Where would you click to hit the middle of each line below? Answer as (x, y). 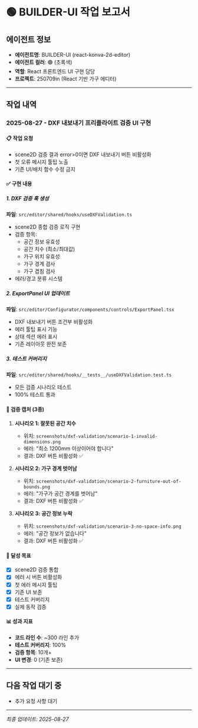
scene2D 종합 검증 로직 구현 (47, 227)
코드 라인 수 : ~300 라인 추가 (47, 638)
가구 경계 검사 (39, 264)
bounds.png (37, 487)
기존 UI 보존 (28, 592)
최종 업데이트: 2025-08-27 (37, 719)
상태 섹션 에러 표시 (36, 337)
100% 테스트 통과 (35, 395)
